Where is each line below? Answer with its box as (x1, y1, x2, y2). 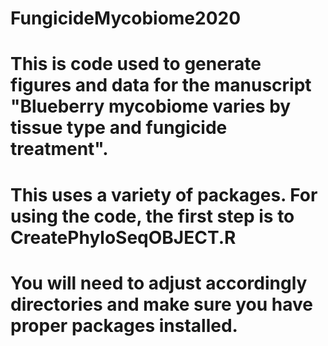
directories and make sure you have (10, 293, 313, 316)
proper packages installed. (10, 314, 238, 337)
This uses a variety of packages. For (10, 183, 318, 206)
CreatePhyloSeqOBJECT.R (10, 226, 237, 249)
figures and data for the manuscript (10, 74, 312, 97)
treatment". (10, 138, 109, 161)
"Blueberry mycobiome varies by (10, 95, 292, 118)
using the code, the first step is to (10, 205, 295, 227)
